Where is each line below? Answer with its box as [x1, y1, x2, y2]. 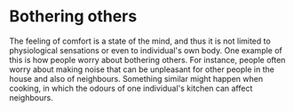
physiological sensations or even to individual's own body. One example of [9, 44, 282, 55]
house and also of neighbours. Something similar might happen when [9, 73, 264, 84]
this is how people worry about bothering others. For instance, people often [9, 54, 286, 65]
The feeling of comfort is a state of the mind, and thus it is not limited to [9, 36, 271, 46]
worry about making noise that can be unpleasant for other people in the [9, 64, 275, 75]
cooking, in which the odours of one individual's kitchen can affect [9, 83, 253, 93]
